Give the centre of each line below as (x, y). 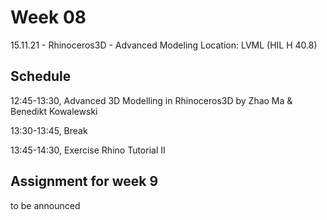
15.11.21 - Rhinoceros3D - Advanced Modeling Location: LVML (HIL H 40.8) (164, 45)
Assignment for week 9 (84, 181)
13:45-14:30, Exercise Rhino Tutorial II (88, 150)
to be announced (45, 205)
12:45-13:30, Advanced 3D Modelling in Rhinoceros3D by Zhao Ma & (151, 100)
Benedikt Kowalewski (54, 111)
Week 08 (48, 17)
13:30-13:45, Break (49, 130)
